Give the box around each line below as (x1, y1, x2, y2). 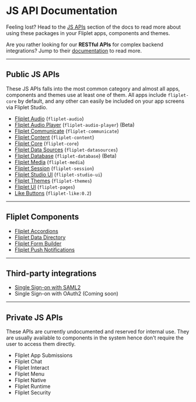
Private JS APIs (6, 313, 63, 323)
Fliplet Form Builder (14, 240, 62, 247)
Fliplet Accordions (14, 227, 58, 234)
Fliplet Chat (14, 358, 43, 365)
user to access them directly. (6, 341, 76, 348)
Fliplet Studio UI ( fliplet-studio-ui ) (14, 171, 103, 178)
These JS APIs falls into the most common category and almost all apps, (6, 85, 180, 92)
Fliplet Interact (14, 364, 50, 372)
